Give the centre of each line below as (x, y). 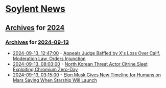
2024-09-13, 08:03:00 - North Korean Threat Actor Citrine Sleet (80, 64)
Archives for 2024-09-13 (37, 42)
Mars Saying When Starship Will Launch (55, 80)
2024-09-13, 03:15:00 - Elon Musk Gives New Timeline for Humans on (87, 75)
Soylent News (35, 9)
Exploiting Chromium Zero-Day (45, 69)
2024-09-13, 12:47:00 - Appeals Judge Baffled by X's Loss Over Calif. (86, 53)
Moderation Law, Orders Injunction (49, 58)
